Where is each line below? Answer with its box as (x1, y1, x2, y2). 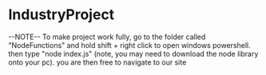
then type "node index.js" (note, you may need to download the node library (8, 49, 259, 58)
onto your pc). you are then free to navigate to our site (8, 57, 187, 67)
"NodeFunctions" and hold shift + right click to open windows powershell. (8, 40, 252, 49)
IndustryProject (8, 6, 115, 24)
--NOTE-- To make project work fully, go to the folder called (8, 32, 206, 41)
